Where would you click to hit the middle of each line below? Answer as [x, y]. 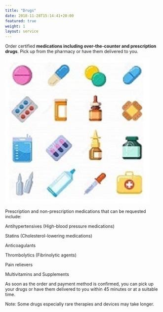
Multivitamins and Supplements [37, 274]
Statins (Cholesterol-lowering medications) [49, 236]
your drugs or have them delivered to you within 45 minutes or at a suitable [81, 289]
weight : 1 [15, 26]
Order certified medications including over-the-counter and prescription [81, 46]
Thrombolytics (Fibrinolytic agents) [41, 255]
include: [13, 217]
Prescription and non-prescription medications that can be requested [76, 211]
